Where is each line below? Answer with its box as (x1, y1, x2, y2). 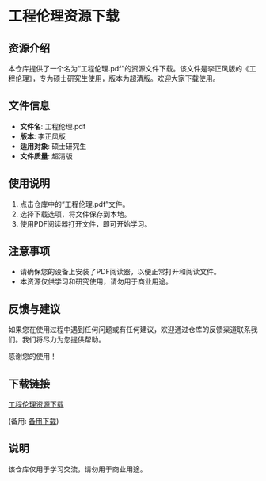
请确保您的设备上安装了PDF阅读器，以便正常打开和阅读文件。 (19, 267, 222, 277)
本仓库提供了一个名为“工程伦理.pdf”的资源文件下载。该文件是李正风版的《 (8, 64, 249, 73)
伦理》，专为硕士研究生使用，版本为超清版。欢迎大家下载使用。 (14, 74, 220, 83)
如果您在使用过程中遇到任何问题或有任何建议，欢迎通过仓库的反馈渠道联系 (8, 325, 251, 334)
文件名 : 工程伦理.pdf (19, 121, 86, 131)
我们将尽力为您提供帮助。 (21, 334, 105, 345)
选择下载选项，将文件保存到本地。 (19, 209, 131, 219)
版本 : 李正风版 (19, 132, 66, 141)
